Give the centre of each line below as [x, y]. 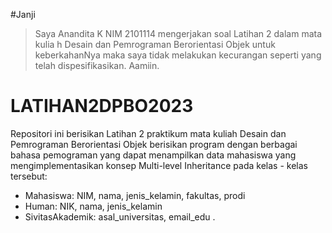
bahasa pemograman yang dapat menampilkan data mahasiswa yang [153, 155]
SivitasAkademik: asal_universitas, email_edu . [120, 216]
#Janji [23, 14]
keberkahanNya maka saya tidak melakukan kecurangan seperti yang [178, 55]
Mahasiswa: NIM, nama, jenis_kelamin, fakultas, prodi [135, 195]
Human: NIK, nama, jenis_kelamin [93, 206]
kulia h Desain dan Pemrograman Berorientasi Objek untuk [155, 44]
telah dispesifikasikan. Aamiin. [97, 65]
